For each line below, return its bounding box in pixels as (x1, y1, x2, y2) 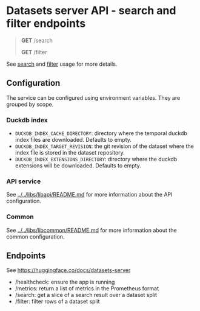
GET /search (21, 37, 53, 44)
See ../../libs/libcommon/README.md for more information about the (6, 226, 177, 234)
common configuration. (6, 232, 65, 240)
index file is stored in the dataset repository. (15, 149, 125, 156)
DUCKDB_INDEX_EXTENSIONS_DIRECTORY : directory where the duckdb (15, 156, 178, 163)
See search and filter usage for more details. (6, 60, 118, 68)
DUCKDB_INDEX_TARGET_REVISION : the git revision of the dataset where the (15, 142, 194, 150)
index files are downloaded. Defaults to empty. (15, 136, 132, 144)
